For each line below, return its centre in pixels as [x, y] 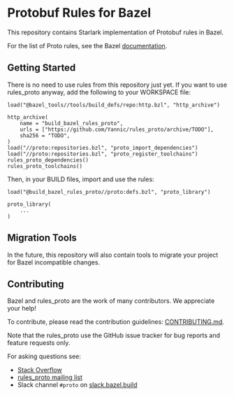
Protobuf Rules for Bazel [79, 13]
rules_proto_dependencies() [48, 160]
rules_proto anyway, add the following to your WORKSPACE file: [99, 92]
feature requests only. [39, 343]
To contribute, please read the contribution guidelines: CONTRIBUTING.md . [116, 322]
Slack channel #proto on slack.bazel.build [77, 385]
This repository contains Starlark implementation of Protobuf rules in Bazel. [116, 32]
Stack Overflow [40, 370]
